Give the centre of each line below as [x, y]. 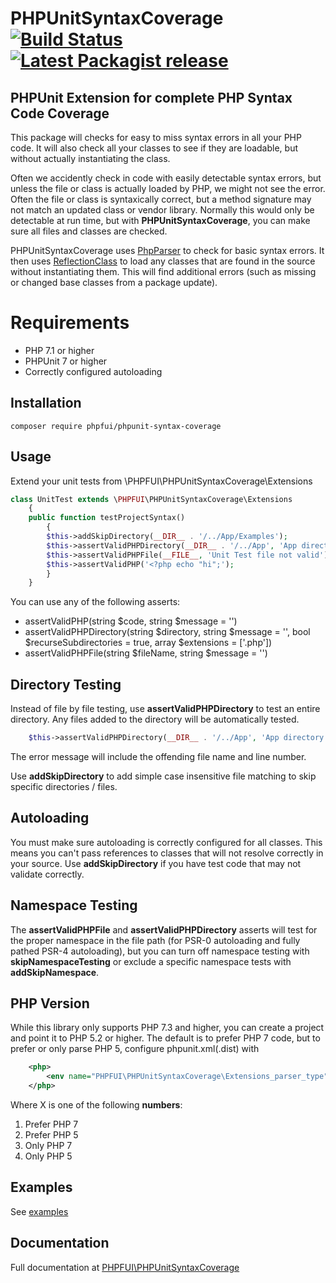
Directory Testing [66, 684]
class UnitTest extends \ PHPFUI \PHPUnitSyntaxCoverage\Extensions [151, 499]
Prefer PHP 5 [51, 1135]
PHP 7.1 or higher [59, 350]
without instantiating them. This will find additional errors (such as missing [163, 271]
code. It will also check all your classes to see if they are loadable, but [154, 148]
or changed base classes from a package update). [114, 282]
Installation [46, 403]
